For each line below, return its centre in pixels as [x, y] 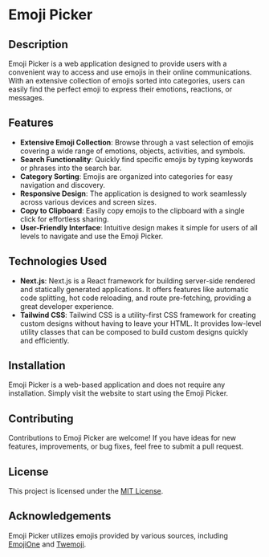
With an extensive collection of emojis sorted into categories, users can [126, 81]
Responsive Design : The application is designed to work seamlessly [133, 193]
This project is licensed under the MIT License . [86, 491]
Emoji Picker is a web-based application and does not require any [117, 385]
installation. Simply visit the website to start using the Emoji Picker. [118, 393]
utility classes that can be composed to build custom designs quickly [134, 331]
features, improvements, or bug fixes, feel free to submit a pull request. [126, 446]
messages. [26, 98]
